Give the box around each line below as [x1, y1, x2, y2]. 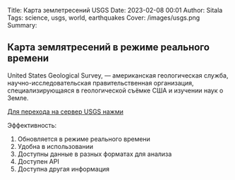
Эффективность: [7, 121, 57, 129]
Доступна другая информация [17, 164, 110, 173]
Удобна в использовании [17, 142, 94, 150]
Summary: [7, 21, 37, 29]
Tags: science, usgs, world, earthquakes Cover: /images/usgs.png [7, 13, 200, 22]
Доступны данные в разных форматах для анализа [17, 150, 172, 158]
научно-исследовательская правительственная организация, [7, 78, 194, 87]
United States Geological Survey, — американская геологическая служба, [7, 71, 229, 80]
